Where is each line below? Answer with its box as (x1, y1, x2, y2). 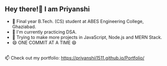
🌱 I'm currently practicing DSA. (12, 28, 77, 35)
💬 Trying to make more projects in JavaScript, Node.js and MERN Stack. (12, 34, 162, 40)
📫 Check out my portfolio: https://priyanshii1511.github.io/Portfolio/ (5, 54, 145, 60)
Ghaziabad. (12, 23, 36, 29)
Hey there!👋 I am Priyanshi (5, 5, 90, 13)
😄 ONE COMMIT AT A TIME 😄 (12, 39, 77, 45)
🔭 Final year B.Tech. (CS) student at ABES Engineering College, (12, 18, 144, 24)
